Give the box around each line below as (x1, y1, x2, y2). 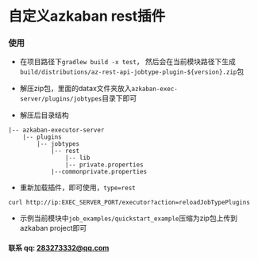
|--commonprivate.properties (50, 168, 148, 176)
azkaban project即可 (19, 224, 87, 233)
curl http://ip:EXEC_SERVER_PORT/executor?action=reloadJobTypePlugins (8, 199, 250, 207)
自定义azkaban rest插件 (8, 7, 166, 25)
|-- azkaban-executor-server (8, 126, 105, 135)
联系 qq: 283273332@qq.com (8, 243, 110, 253)
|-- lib (64, 154, 90, 162)
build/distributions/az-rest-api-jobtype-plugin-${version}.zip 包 (19, 67, 245, 76)
